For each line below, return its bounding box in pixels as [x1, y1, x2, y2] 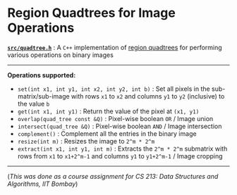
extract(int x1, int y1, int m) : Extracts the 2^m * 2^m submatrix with [17, 144, 228, 153]
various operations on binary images [7, 51, 114, 59]
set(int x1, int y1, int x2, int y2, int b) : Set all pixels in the [17, 84, 210, 93]
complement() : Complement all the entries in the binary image [17, 129, 197, 138]
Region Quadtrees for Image [7, 5, 176, 21]
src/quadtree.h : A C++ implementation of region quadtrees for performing [7, 43, 222, 51]
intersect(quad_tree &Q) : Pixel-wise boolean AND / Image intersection [17, 122, 222, 130]
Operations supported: [7, 70, 76, 79]
